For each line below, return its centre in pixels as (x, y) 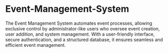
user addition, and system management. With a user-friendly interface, (80, 34)
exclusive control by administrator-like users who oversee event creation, (83, 28)
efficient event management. (36, 45)
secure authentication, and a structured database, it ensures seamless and (84, 40)
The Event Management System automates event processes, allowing (79, 23)
